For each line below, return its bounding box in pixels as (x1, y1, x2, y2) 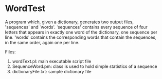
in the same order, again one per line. (5, 39, 80, 45)
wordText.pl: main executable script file (12, 58, 91, 64)
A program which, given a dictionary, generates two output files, (5, 19, 134, 25)
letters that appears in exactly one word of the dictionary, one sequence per (5, 29, 158, 35)
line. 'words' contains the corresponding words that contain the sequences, (5, 34, 157, 40)
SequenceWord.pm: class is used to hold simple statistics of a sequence (12, 63, 157, 69)
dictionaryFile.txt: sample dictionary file (12, 68, 91, 74)
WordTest (5, 3, 46, 14)
